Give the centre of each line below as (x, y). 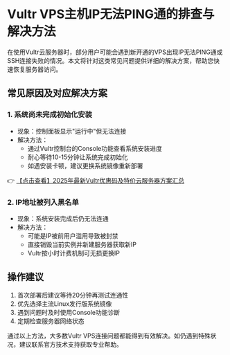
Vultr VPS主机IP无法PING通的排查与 (111, 14)
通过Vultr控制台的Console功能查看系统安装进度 (95, 148)
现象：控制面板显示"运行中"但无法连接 (72, 131)
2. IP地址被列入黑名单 (43, 202)
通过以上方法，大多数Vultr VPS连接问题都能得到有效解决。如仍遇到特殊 (109, 336)
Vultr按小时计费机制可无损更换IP (73, 253)
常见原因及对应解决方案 (57, 93)
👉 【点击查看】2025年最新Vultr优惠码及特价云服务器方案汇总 (96, 180)
